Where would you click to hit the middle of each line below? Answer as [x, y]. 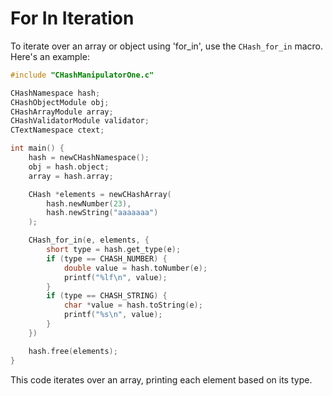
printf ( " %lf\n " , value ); [115, 277]
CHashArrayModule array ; [62, 112]
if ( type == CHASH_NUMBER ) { [107, 258]
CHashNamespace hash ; [55, 93]
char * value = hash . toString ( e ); [133, 305]
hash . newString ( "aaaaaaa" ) [102, 213]
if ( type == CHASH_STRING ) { [107, 296]
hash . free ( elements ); [73, 351]
